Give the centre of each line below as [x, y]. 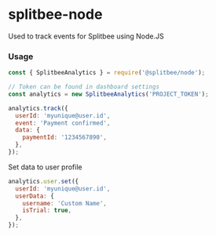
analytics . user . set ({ [44, 181]
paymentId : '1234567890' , [65, 138]
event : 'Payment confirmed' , [63, 123]
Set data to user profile [45, 167]
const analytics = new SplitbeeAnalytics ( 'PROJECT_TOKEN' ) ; [109, 94]
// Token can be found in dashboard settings [84, 87]
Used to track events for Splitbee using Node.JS [86, 36]
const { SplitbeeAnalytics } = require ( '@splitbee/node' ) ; [107, 73]
